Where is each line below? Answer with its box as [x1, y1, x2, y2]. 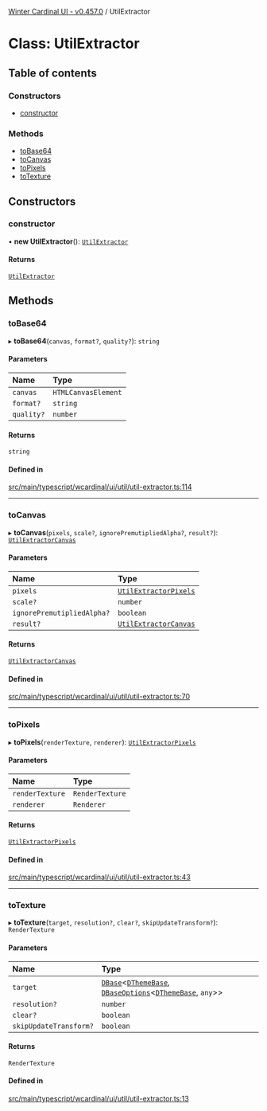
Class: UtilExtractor [8, 35, 141, 53]
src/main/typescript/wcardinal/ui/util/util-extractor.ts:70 [8, 692, 191, 702]
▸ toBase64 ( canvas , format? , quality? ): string [8, 336, 161, 346]
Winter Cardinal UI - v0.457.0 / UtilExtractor [8, 7, 151, 16]
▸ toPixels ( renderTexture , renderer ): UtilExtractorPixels [8, 737, 196, 747]
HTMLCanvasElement [52, 388, 122, 397]
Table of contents [8, 66, 97, 80]
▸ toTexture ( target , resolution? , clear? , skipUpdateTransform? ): [8, 917, 219, 927]
